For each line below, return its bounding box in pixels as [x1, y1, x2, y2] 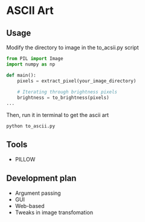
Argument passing [14, 189, 62, 197]
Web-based [14, 202, 45, 209]
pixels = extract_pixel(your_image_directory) [17, 78, 137, 84]
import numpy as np [6, 61, 56, 67]
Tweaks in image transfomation [14, 209, 94, 216]
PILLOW [14, 155, 36, 163]
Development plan [6, 173, 77, 184]
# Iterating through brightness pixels [17, 89, 118, 95]
